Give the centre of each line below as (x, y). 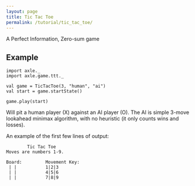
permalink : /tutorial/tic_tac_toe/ (49, 22)
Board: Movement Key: (43, 162)
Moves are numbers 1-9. (35, 152)
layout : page (22, 11)
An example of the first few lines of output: (58, 136)
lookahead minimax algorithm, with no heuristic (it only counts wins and (93, 119)
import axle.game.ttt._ (35, 76)
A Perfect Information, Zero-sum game (53, 39)
